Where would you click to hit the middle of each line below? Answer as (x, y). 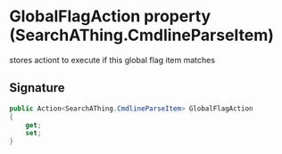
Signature (37, 88)
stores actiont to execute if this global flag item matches (112, 60)
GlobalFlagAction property (110, 16)
